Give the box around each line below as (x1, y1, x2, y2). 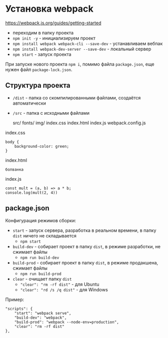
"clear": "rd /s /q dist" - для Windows (20, 286, 108, 292)
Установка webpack (5, 3, 94, 15)
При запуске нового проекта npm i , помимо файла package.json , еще (5, 61, 155, 67)
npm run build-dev (20, 255, 59, 260)
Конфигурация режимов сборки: (5, 217, 76, 223)
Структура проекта (5, 81, 71, 90)
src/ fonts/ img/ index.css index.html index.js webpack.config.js (12, 120, 146, 126)
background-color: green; (14, 144, 70, 149)
